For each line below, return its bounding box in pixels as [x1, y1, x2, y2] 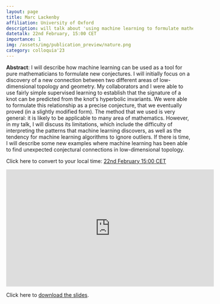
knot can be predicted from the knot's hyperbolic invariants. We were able [6, 95, 188, 102]
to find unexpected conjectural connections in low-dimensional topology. [6, 146, 185, 153]
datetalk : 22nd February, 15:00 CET [6, 31, 97, 37]
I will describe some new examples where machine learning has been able [6, 139, 188, 146]
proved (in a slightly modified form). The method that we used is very [6, 108, 176, 115]
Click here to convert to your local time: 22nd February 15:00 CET [6, 157, 167, 164]
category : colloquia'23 [6, 48, 65, 54]
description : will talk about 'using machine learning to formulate [6, 25, 179, 32]
